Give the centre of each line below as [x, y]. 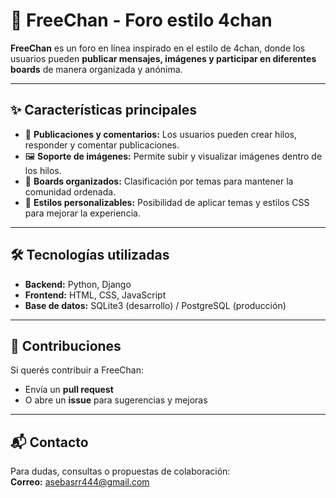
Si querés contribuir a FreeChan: [77, 370]
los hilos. [43, 170]
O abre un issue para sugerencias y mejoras [116, 400]
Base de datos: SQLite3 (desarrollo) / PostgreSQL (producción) [155, 305]
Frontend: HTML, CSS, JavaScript [95, 295]
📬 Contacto [49, 442]
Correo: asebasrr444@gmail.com [80, 482]
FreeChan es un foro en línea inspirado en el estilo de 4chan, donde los [158, 48]
